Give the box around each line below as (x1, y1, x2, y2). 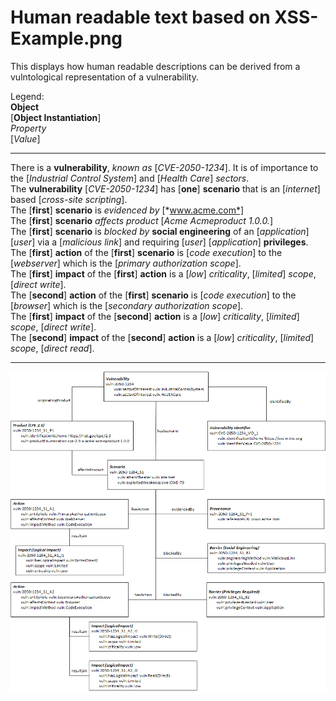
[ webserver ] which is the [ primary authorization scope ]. (10, 257, 242, 269)
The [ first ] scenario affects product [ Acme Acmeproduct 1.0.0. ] (10, 214, 274, 226)
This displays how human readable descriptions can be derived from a (10, 60, 301, 72)
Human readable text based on (10, 6, 271, 29)
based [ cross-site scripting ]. (10, 193, 128, 205)
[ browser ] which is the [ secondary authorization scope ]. (10, 299, 244, 311)
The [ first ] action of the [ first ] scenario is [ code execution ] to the (10, 246, 283, 258)
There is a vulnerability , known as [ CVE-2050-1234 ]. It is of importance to (10, 161, 319, 173)
